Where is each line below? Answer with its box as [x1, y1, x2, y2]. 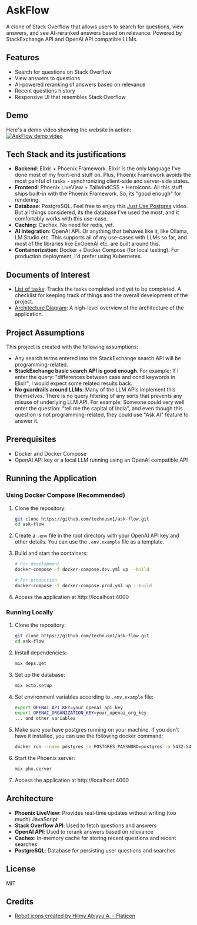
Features [6, 52, 39, 62]
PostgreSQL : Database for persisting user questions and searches [14, 847, 176, 854]
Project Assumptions [6, 328, 85, 338]
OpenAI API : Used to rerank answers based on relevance [14, 828, 154, 835]
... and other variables [14, 716, 76, 722]
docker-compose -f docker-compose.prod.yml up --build [14, 582, 152, 588]
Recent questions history [14, 87, 75, 94]
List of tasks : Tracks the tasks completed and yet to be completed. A [14, 285, 181, 292]
